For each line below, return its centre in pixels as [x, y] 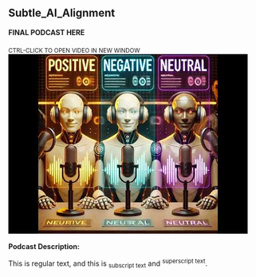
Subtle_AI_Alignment [62, 13]
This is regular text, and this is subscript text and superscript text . [108, 263]
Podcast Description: [44, 246]
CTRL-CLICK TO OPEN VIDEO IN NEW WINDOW [74, 50]
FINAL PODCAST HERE [47, 32]
